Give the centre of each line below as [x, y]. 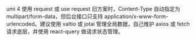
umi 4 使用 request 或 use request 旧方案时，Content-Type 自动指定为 [93, 9]
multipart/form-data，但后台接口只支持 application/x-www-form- [87, 16]
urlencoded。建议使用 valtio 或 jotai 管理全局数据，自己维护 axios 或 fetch [98, 24]
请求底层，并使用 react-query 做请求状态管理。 [65, 31]
